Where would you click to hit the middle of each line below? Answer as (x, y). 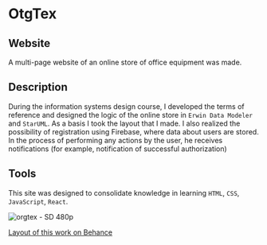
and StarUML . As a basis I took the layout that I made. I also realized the (124, 123)
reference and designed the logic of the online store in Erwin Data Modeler (131, 115)
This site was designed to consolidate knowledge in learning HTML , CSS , (124, 192)
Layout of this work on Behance (61, 232)
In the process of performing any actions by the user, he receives (116, 140)
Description (38, 87)
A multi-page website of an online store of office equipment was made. (125, 62)
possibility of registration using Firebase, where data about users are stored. (133, 131)
